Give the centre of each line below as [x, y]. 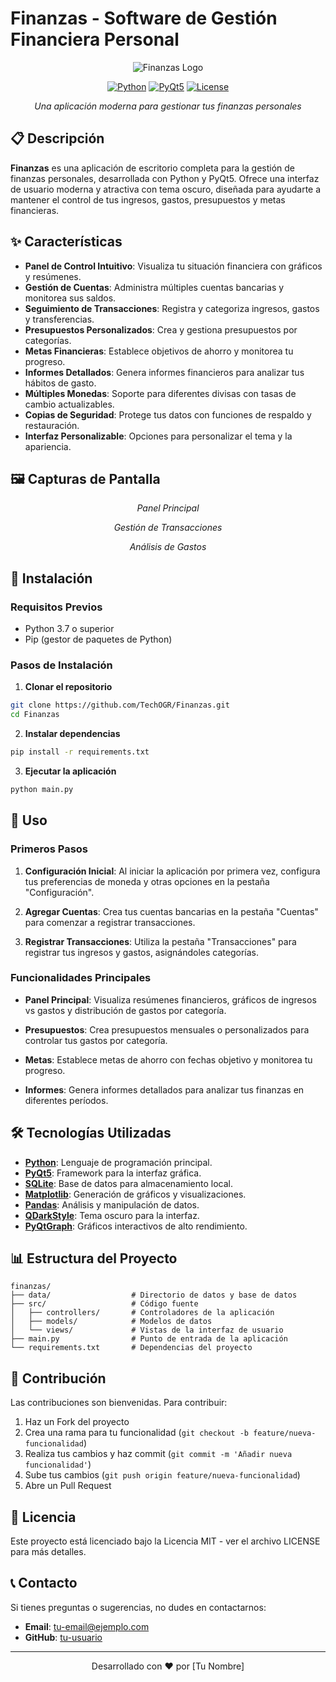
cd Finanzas [35, 715]
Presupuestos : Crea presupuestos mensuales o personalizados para [167, 1029]
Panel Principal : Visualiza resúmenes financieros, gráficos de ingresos [170, 999]
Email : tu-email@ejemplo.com [87, 1626]
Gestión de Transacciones [168, 528]
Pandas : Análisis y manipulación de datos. [112, 1204]
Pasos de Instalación [61, 665]
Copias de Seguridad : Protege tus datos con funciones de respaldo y [168, 414]
